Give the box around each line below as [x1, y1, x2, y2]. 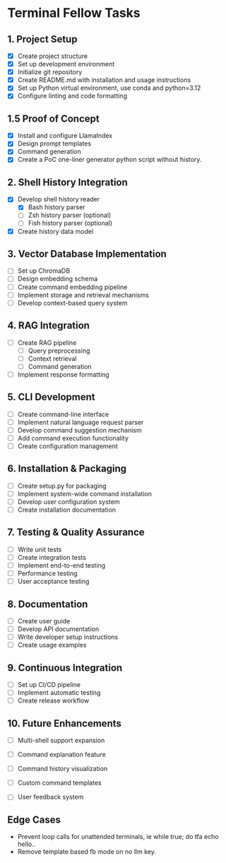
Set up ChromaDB [17, 266, 71, 275]
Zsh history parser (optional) [28, 211, 112, 220]
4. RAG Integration [7, 319, 90, 331]
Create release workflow [17, 696, 90, 705]
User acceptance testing [17, 577, 90, 586]
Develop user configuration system [17, 497, 120, 506]
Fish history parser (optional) [28, 219, 113, 228]
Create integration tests [17, 553, 87, 561]
